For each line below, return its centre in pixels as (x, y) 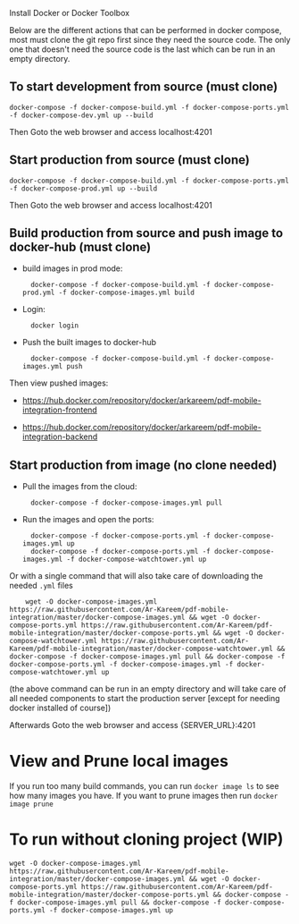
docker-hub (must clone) (80, 247)
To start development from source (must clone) (144, 87)
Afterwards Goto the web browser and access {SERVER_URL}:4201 (133, 725)
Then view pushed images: (59, 383)
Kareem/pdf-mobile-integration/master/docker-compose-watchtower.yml (141, 649)
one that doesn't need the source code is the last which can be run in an (142, 49)
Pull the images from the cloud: (79, 487)
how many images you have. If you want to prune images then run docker (144, 796)
